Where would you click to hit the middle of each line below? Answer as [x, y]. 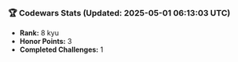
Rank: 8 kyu [39, 33]
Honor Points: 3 [46, 42]
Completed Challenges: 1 [61, 49]
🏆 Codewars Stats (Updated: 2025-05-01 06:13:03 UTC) [119, 13]
